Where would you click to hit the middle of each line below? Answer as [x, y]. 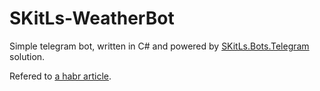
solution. [27, 56]
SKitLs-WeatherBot [92, 18]
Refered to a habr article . [60, 76]
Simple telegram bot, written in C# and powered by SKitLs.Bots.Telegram [159, 46]
